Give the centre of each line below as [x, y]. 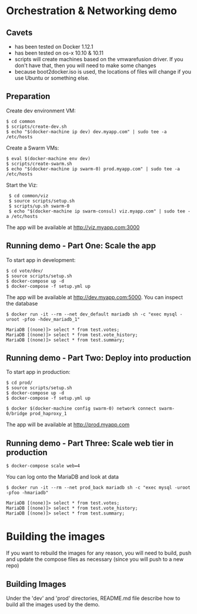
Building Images [36, 584]
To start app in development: [41, 260]
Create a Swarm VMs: [33, 148]
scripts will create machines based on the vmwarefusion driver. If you [99, 59]
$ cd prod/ [19, 383]
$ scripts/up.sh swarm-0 [39, 206]
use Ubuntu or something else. [52, 78]
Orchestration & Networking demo [92, 11]
